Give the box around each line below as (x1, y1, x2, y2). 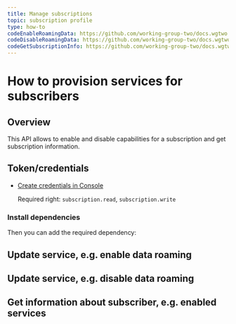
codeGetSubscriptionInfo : (7, 43, 83, 50)
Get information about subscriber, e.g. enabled (7, 297, 217, 309)
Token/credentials (7, 162, 89, 174)
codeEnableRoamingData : (7, 30, 77, 37)
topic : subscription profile (7, 17, 93, 24)
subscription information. (7, 142, 80, 150)
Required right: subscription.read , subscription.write (17, 195, 176, 203)
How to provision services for (7, 73, 183, 89)
